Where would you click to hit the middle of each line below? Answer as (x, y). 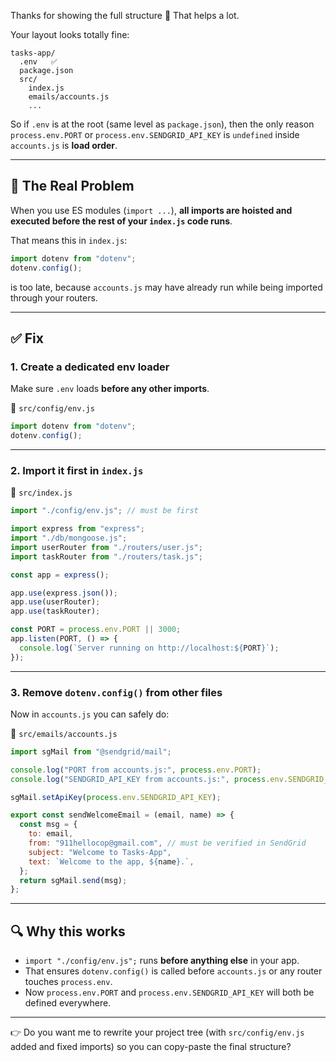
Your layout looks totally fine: (70, 34)
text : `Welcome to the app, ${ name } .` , (111, 861)
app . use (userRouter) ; (55, 602)
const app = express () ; (60, 575)
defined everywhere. (68, 1003)
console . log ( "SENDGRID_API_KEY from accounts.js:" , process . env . (149, 779)
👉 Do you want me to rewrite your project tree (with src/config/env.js (157, 1032)
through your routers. (54, 297)
